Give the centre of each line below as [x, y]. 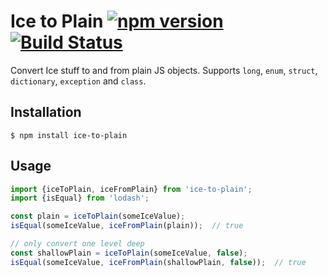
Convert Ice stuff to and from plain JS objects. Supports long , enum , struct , [164, 70]
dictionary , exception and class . [78, 81]
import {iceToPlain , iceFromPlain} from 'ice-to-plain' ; [131, 189]
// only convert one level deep [77, 244]
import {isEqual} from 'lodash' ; [80, 198]
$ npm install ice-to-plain [69, 135]
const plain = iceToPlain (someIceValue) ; [98, 216]
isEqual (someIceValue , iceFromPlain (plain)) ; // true [127, 226]
